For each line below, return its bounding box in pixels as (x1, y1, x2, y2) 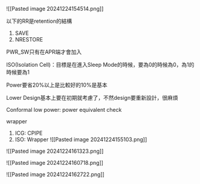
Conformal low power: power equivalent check (6, 106, 122, 113)
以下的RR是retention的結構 (6, 17, 72, 25)
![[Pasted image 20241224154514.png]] (6, 5, 104, 12)
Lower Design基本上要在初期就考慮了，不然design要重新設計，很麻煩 (6, 94, 178, 101)
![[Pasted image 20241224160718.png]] (6, 159, 104, 166)
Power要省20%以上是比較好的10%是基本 (6, 81, 108, 88)
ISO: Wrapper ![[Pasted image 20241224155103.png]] (14, 136, 147, 143)
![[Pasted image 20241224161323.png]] (6, 147, 104, 155)
